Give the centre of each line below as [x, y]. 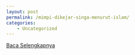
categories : [21, 23]
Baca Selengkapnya [31, 45]
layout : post [22, 12]
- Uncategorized [37, 28]
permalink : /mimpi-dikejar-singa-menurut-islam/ [68, 17]
